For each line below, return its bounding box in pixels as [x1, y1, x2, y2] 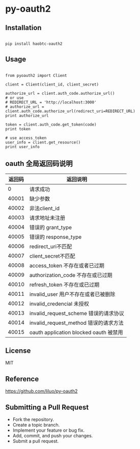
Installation [5, 23, 42, 32]
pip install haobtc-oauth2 [5, 41, 63, 46]
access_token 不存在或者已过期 [29, 262, 104, 269]
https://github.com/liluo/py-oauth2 [5, 388, 78, 395]
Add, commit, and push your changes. [12, 433, 93, 439]
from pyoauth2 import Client [5, 73, 67, 78]
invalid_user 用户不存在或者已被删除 [29, 291, 116, 298]
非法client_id [29, 205, 60, 212]
